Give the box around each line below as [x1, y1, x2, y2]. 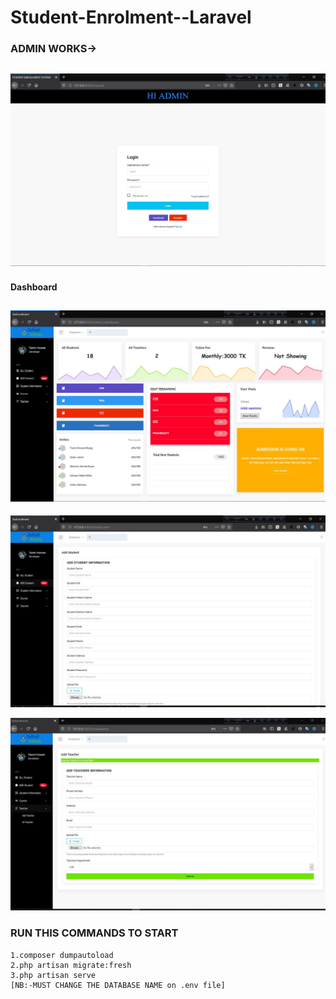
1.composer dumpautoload [10, 950, 114, 960]
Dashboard [10, 281, 58, 293]
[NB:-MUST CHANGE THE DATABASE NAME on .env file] [10, 980, 226, 990]
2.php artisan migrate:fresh [10, 960, 132, 970]
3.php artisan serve [10, 970, 97, 980]
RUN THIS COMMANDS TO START [10, 926, 179, 940]
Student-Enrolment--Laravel [10, 6, 252, 29]
